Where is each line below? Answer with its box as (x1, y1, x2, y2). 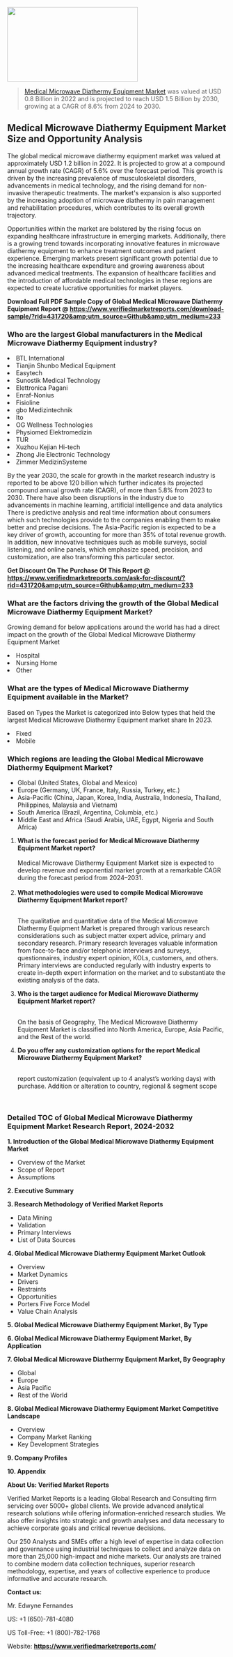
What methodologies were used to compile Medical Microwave (17, 888, 204, 896)
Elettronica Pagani (16, 384, 68, 392)
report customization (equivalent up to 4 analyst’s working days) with (17, 1075, 216, 1082)
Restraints (17, 1285, 47, 1294)
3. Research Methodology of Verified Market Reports (7, 1200, 163, 1209)
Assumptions (17, 1173, 56, 1181)
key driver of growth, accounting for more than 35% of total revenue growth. (7, 531, 227, 539)
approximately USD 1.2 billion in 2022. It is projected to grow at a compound (7, 159, 225, 167)
